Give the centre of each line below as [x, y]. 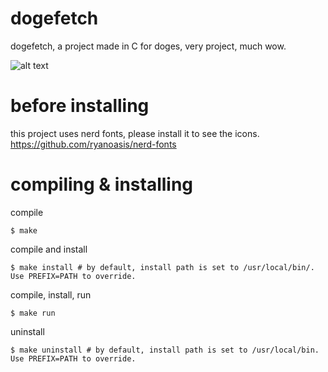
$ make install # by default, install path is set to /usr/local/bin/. [162, 267]
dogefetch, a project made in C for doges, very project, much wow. [148, 46]
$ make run [33, 313]
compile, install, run [51, 294]
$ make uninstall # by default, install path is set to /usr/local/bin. [165, 350]
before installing [80, 106]
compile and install [49, 249]
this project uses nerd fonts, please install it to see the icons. [135, 133]
